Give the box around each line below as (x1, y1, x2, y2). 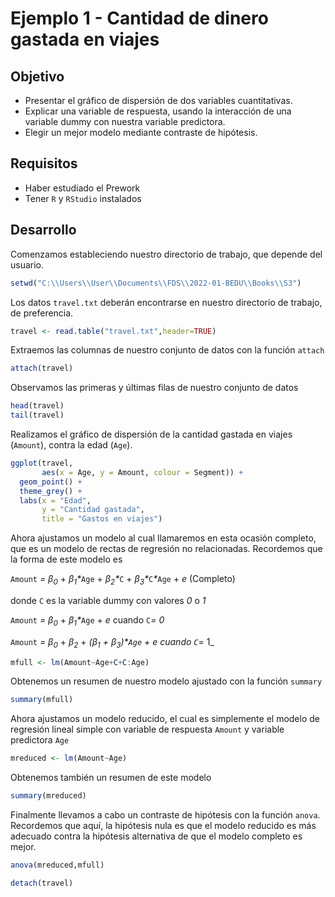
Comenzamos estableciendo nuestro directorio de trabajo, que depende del (10, 248, 323, 260)
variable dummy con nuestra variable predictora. (24, 116, 226, 127)
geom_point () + (19, 477, 83, 487)
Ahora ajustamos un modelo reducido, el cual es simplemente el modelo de (10, 713, 320, 725)
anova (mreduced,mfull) (10, 860, 105, 871)
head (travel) (10, 401, 65, 411)
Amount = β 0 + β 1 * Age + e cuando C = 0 (10, 613, 165, 628)
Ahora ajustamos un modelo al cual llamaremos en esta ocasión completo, (10, 532, 317, 544)
